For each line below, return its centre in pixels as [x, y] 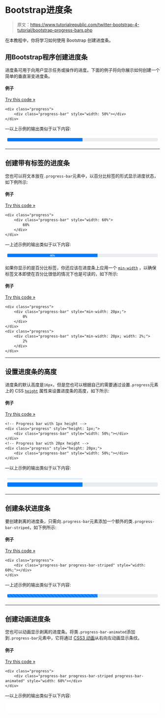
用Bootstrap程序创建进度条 [46, 57]
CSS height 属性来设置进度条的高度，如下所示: [62, 390]
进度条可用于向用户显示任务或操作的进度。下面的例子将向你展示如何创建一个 [82, 70]
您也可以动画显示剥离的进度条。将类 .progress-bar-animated [66, 632]
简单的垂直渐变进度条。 [29, 76]
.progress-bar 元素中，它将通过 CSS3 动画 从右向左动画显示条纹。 [76, 638]
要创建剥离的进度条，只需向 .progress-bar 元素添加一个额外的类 [69, 521]
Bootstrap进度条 [39, 10]
